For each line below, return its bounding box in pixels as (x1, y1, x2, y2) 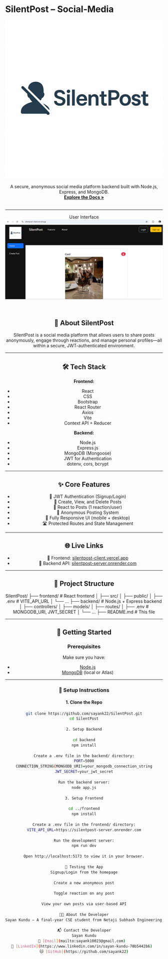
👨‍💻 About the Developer (59, 912, 109, 917)
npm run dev (71, 843, 96, 849)
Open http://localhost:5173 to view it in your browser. (23, 854, 145, 859)
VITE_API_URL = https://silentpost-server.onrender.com (26, 827, 141, 833)
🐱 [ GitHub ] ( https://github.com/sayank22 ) (39, 949, 129, 954)
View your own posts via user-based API (41, 902, 127, 907)
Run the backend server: (58, 779, 110, 785)
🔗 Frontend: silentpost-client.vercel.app (47, 555, 128, 561)
